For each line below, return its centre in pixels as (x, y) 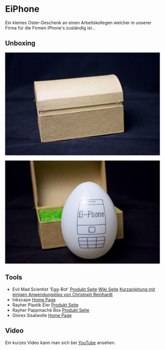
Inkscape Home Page (34, 299)
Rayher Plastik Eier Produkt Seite (45, 305)
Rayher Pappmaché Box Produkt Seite (51, 310)
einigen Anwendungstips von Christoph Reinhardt (62, 294)
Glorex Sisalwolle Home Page (42, 315)
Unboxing (20, 43)
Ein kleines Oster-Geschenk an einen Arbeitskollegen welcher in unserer (78, 23)
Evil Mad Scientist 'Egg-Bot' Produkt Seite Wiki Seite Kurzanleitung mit (83, 289)
